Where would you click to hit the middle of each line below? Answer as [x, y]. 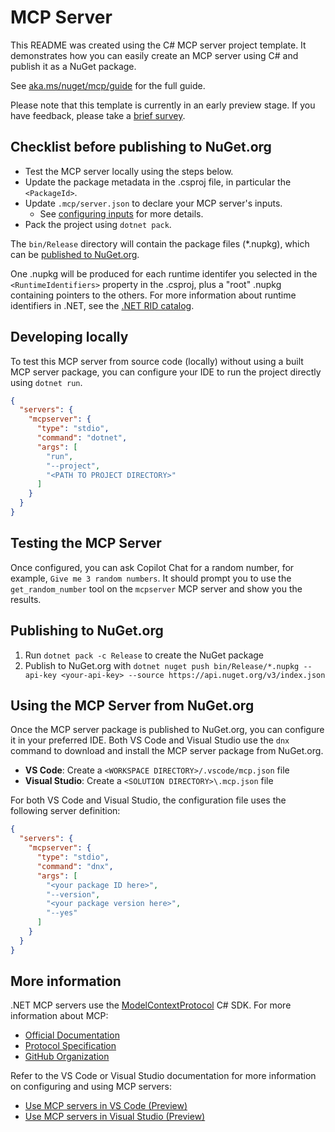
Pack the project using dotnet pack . [98, 224]
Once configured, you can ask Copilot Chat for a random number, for [152, 567]
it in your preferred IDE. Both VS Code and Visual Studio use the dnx [150, 740]
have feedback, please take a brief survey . [98, 115]
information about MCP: [59, 1016]
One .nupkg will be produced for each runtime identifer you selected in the [164, 273]
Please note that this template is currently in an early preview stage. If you [163, 105]
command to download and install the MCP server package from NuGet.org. [167, 751]
